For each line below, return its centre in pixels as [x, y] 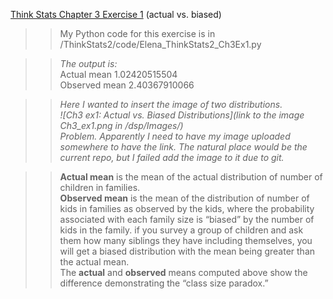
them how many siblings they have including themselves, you [186, 240]
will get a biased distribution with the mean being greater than [187, 251]
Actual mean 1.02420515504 [118, 74]
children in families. [100, 187]
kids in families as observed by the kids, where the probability [187, 208]
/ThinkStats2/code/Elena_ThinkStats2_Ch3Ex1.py [160, 44]
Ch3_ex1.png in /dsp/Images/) [121, 125]
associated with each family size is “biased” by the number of [187, 219]
